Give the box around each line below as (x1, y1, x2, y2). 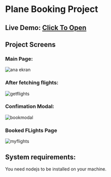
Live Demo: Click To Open (5, 23, 87, 32)
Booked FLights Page (5, 126, 57, 133)
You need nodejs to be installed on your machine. (5, 166, 107, 172)
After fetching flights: (5, 79, 59, 86)
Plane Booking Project (5, 3, 99, 15)
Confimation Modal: (5, 103, 55, 110)
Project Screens (5, 40, 56, 48)
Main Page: (5, 55, 33, 62)
